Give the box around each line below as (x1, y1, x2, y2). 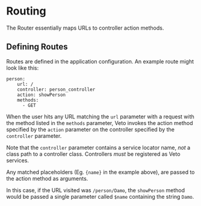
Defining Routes (6, 42, 68, 52)
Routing (6, 4, 46, 18)
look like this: (6, 64, 39, 71)
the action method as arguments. (6, 175, 88, 182)
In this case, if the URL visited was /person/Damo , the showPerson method (6, 186, 185, 194)
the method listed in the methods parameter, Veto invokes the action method (6, 119, 193, 126)
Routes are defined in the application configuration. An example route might (6, 57, 194, 65)
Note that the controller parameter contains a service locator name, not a (6, 144, 191, 151)
